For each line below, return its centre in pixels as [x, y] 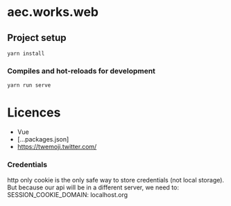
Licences [34, 113]
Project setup [37, 38]
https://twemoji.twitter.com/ [57, 147]
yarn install [26, 53]
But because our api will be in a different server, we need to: [93, 187]
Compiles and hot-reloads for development [82, 71]
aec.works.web [53, 12]
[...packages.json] [43, 139]
